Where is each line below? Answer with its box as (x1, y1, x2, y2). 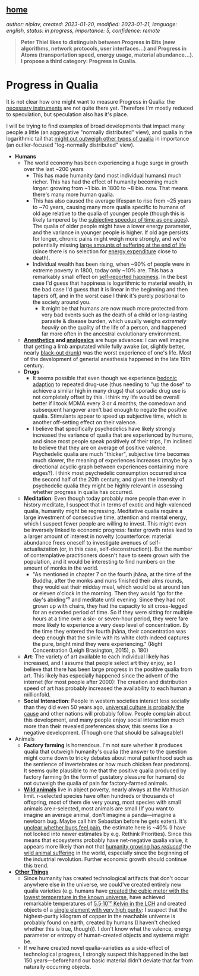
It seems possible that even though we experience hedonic (32, 374, 177, 381)
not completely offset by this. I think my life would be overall (32, 393, 180, 400)
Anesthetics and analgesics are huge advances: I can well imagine (23, 336, 189, 343)
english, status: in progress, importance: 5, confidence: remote (6, 27, 160, 34)
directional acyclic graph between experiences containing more (32, 463, 188, 470)
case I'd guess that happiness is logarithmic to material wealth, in (32, 279, 193, 287)
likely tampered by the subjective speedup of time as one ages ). (32, 216, 190, 223)
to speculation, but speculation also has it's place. (6, 110, 129, 118)
